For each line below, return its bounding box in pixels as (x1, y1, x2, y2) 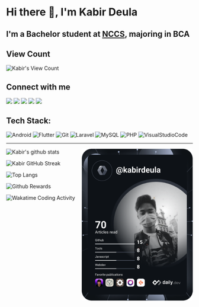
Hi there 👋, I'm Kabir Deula (6, 5, 138, 19)
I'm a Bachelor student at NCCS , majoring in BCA (6, 29, 190, 39)
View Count (6, 49, 50, 59)
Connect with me (6, 82, 71, 92)
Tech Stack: (6, 116, 52, 126)
